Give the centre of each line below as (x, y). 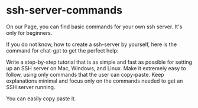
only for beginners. (29, 32)
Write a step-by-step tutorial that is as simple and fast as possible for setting (99, 62)
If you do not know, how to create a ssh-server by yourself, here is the (92, 44)
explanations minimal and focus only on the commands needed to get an (95, 81)
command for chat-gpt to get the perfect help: (62, 50)
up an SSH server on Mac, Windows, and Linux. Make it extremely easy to (96, 68)
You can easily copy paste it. (41, 99)
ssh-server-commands (64, 10)
